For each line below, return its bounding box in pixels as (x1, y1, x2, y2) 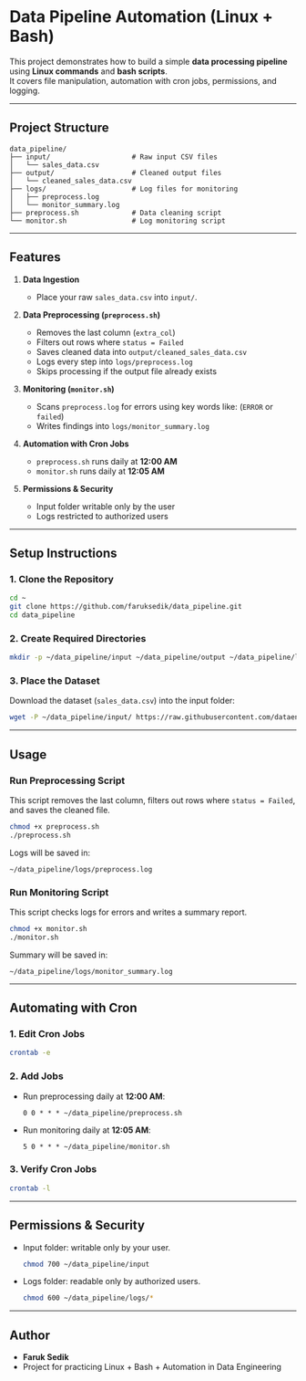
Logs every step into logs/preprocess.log (36, 356, 193, 367)
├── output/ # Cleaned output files (9, 168, 222, 177)
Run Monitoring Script (9, 885, 109, 898)
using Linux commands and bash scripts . (9, 66, 168, 77)
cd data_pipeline (9, 611, 76, 620)
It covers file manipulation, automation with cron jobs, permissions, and (9, 75, 277, 86)
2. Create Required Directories (9, 632, 147, 644)
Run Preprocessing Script (9, 774, 126, 787)
